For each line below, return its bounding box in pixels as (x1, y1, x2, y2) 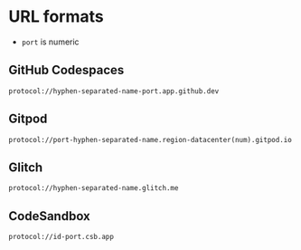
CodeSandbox (8, 208, 91, 224)
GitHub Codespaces (8, 62, 125, 78)
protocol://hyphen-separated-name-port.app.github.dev (8, 86, 220, 96)
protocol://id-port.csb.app (8, 233, 115, 242)
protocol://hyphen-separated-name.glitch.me (8, 184, 179, 193)
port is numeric (21, 36, 80, 47)
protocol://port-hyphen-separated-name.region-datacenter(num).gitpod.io (8, 135, 293, 144)
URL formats (8, 6, 105, 27)
